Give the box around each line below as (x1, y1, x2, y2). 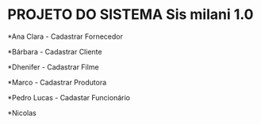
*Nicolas (7, 108, 37, 118)
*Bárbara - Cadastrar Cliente (7, 47, 102, 56)
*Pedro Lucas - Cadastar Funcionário (7, 92, 130, 102)
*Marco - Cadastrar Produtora (7, 77, 107, 87)
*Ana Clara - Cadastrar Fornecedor (7, 32, 124, 41)
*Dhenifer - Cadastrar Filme (7, 62, 100, 72)
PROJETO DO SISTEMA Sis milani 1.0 (7, 6, 254, 24)
